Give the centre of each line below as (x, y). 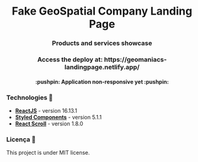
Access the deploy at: (70, 60)
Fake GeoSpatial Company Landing (102, 11)
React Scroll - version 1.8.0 (49, 124)
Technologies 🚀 (30, 97)
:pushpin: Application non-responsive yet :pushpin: (102, 82)
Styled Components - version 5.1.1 (58, 117)
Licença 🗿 (21, 139)
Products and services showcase (102, 43)
